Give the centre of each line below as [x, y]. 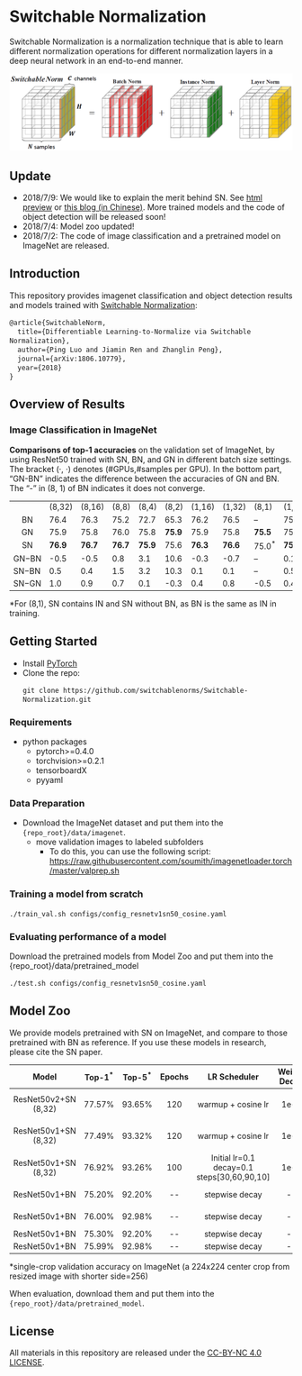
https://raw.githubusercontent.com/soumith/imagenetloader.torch [170, 861]
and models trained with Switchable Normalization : [103, 305]
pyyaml [49, 780]
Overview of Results [67, 404]
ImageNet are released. [66, 246]
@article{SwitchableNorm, [58, 323]
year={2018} [40, 368]
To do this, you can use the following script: [130, 852]
